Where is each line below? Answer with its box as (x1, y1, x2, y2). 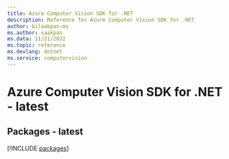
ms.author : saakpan (7, 29, 63, 36)
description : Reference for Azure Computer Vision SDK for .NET (7, 16, 195, 23)
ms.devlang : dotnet (7, 49, 63, 56)
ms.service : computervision (7, 55, 88, 62)
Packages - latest (7, 126, 84, 138)
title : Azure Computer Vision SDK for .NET (7, 10, 134, 17)
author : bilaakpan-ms (7, 23, 69, 29)
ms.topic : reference (7, 42, 67, 49)
